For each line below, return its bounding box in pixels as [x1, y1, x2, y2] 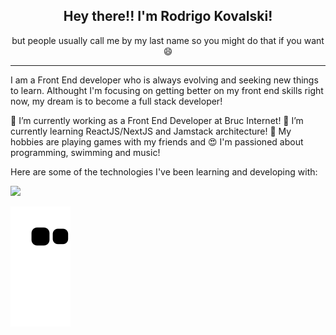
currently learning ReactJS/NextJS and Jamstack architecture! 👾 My [10, 125, 292, 137]
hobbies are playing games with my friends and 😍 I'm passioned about [10, 135, 304, 148]
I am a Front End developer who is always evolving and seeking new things [10, 74, 319, 86]
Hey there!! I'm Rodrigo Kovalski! [63, 8, 273, 25]
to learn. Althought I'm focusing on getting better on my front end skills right [10, 84, 324, 96]
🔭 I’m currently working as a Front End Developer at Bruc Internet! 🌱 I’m [10, 114, 304, 126]
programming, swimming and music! [10, 146, 161, 158]
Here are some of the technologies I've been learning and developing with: [10, 165, 318, 178]
